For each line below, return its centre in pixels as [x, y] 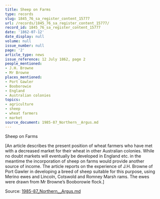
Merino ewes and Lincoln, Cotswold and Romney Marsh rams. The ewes [77, 176]
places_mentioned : [24, 77]
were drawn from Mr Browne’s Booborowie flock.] [55, 182]
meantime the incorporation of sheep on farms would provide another [75, 161]
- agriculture [19, 104]
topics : [13, 100]
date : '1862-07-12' [25, 32]
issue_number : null [25, 46]
